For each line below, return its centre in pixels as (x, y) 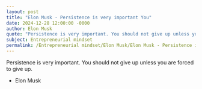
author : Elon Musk (29, 29)
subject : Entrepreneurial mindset (50, 40)
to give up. (20, 69)
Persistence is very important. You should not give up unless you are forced (100, 62)
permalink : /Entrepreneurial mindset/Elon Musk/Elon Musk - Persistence (99, 46)
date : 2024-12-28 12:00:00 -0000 (48, 23)
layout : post (23, 12)
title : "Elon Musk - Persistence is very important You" (79, 17)
